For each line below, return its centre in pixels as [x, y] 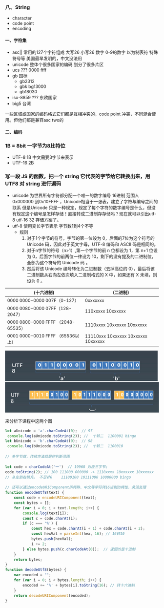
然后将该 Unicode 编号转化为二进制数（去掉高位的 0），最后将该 [91, 269]
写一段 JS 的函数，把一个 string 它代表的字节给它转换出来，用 [78, 176]
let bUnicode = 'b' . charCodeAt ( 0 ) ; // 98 [49, 441]
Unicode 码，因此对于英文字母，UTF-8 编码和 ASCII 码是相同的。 [92, 244]
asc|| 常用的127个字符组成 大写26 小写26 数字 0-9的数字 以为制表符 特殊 [85, 52]
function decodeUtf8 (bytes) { [36, 570]
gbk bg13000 [33, 86]
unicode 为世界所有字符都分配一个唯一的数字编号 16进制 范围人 [76, 195]
